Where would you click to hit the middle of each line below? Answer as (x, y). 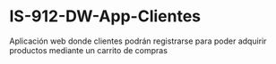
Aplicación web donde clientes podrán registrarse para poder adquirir (138, 41)
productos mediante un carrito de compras (89, 50)
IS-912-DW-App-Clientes (105, 16)
